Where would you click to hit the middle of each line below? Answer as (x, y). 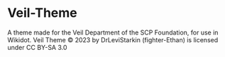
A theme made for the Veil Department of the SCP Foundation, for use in (113, 32)
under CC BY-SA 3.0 (37, 47)
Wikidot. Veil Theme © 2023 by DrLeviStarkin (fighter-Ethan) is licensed (113, 39)
